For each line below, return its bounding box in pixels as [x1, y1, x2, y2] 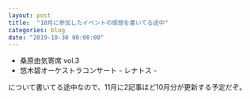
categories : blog [8, 26, 66, 34]
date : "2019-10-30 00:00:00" [8, 33, 104, 42]
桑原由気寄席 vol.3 [19, 56, 80, 65]
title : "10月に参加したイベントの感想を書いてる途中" [8, 19, 169, 27]
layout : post [8, 11, 51, 20]
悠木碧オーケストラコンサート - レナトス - [19, 66, 157, 75]
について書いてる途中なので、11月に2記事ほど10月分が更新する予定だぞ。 [8, 82, 247, 92]
